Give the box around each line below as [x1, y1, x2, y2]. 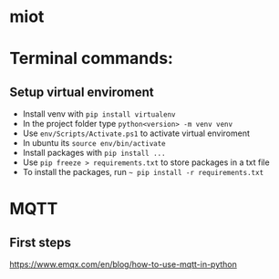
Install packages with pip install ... [22, 148, 166, 159]
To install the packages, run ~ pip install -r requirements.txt [22, 167, 264, 178]
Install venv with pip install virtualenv [22, 108, 176, 119]
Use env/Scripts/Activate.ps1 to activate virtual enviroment [22, 128, 251, 139]
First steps [9, 234, 71, 250]
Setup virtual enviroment [9, 84, 154, 99]
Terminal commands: [9, 48, 173, 69]
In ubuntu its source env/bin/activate [22, 138, 166, 149]
